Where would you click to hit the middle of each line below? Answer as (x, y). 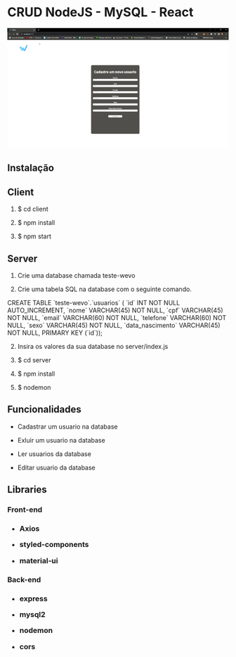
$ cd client (33, 209)
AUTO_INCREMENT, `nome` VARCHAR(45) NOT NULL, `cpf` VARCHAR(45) (115, 310)
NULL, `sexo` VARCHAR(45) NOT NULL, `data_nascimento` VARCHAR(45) (114, 325)
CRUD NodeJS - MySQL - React (100, 12)
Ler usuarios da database (54, 454)
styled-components (54, 545)
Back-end (24, 579)
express (33, 598)
